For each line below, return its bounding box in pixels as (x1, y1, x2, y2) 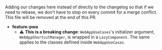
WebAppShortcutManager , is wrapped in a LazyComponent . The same (19, 34, 150, 40)
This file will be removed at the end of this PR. (5, 15, 97, 20)
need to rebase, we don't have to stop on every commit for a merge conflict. (5, 9, 158, 15)
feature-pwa (12, 24, 38, 30)
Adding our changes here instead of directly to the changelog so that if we (5, 4, 154, 10)
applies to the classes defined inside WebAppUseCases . (19, 39, 125, 45)
